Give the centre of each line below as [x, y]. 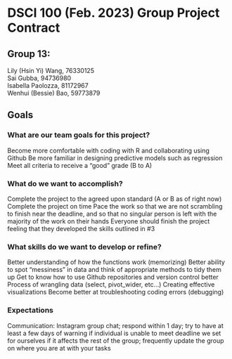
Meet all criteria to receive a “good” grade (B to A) [80, 165]
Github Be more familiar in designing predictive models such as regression [115, 158]
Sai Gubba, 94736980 [39, 78]
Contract [34, 28]
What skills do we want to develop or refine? [84, 247]
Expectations [31, 311]
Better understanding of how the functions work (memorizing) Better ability [116, 262]
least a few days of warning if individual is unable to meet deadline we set [114, 333]
